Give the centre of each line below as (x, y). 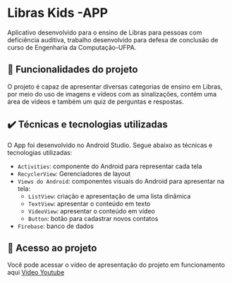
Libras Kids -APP (57, 13)
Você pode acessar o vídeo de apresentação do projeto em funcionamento (116, 265)
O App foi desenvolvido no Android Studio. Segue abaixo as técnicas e (110, 145)
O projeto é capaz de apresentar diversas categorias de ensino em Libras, (115, 87)
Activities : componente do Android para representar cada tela (110, 166)
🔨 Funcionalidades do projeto (73, 69)
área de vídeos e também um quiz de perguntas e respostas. (96, 101)
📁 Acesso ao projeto (52, 248)
